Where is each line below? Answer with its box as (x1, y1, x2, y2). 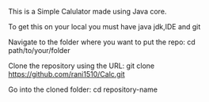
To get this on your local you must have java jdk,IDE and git (8, 22, 201, 31)
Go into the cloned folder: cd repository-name (8, 85, 158, 94)
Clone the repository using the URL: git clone (8, 61, 155, 70)
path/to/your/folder (8, 46, 71, 55)
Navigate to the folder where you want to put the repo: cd (8, 37, 196, 47)
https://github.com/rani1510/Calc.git (8, 70, 125, 78)
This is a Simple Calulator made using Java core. (8, 7, 167, 16)
